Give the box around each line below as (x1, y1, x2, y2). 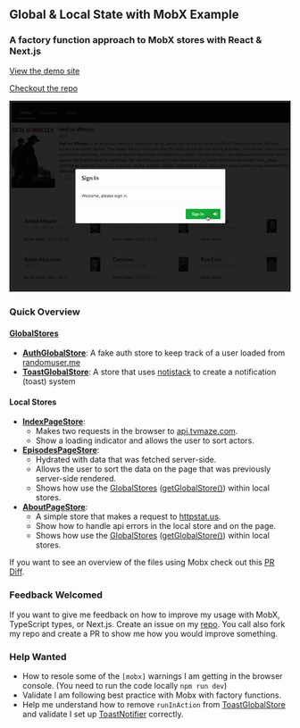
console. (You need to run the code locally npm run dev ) (21, 681, 228, 691)
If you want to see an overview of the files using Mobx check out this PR (9, 557, 275, 568)
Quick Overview (9, 305, 80, 318)
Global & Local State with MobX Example (9, 7, 239, 22)
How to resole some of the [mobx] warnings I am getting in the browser (21, 671, 283, 682)
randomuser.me (21, 357, 81, 368)
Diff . (9, 566, 25, 577)
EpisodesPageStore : (21, 445, 100, 456)
